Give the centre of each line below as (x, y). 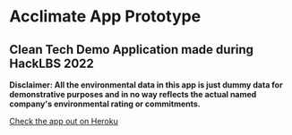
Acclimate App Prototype (105, 17)
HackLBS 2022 (52, 63)
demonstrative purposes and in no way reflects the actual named (133, 94)
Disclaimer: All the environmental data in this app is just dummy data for (146, 85)
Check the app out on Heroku (64, 121)
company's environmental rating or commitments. (105, 104)
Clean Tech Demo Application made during (131, 50)
